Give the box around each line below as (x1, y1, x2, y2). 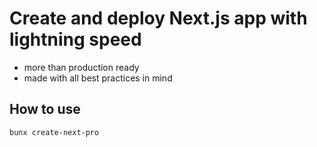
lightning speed (9, 28, 142, 51)
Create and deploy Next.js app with (9, 7, 308, 30)
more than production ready (23, 61, 140, 73)
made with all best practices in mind (23, 72, 173, 84)
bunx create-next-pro (9, 127, 100, 137)
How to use (9, 101, 81, 118)
